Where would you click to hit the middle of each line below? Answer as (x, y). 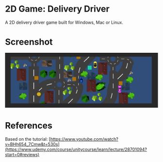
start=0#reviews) (22, 154)
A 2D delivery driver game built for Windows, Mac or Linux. (64, 22)
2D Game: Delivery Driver (57, 9)
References (29, 126)
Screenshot (29, 42)
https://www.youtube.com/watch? (84, 139)
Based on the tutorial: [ (28, 139)
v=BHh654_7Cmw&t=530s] (32, 144)
